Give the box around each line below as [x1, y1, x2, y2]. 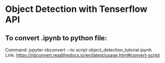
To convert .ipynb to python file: [5, 34, 107, 42]
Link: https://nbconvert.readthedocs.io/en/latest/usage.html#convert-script [5, 52, 160, 58]
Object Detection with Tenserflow [5, 3, 148, 15]
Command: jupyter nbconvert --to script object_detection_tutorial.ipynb [5, 47, 152, 53]
